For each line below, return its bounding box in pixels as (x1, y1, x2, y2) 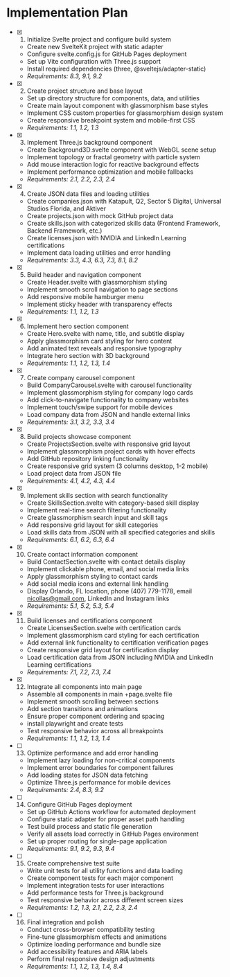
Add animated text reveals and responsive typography (26, 344, 182, 352)
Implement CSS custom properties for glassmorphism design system (26, 109, 224, 117)
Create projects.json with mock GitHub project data (26, 211, 174, 219)
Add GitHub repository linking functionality (26, 454, 149, 463)
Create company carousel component (26, 373, 136, 382)
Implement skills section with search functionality (26, 491, 168, 499)
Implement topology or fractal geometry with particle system (26, 152, 200, 161)
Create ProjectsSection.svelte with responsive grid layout (26, 440, 191, 448)
